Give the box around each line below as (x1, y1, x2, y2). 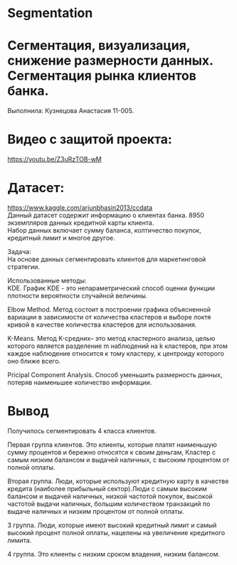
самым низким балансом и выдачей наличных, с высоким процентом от (7, 455, 230, 464)
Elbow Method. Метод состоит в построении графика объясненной (7, 305, 211, 314)
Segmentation (7, 5, 93, 21)
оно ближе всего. (7, 357, 61, 365)
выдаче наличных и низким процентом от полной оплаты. (7, 507, 184, 515)
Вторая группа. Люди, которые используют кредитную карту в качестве (7, 477, 229, 485)
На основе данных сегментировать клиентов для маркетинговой (7, 255, 206, 263)
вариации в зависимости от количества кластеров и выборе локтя (7, 313, 211, 321)
